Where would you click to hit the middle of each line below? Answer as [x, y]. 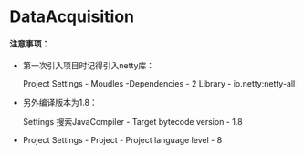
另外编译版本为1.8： [60, 103]
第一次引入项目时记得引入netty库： [89, 66]
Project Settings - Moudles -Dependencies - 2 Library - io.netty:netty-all [159, 84]
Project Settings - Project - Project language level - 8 [122, 140]
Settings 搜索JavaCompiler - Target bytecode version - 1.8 [133, 122]
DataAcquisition [72, 17]
